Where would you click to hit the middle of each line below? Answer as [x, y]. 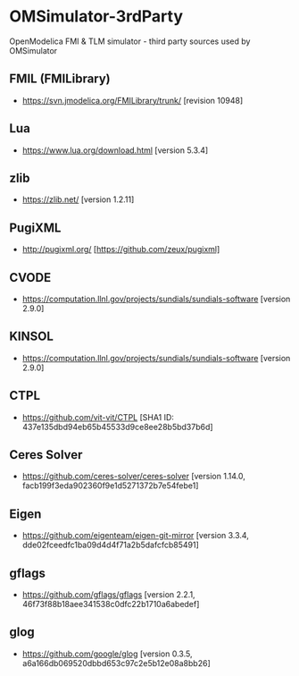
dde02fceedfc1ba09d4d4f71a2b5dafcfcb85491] [110, 545]
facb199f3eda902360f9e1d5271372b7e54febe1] [110, 486]
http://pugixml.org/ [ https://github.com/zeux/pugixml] [121, 249]
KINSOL [31, 337]
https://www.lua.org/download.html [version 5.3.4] [115, 150]
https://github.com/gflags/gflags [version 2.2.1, [108, 595]
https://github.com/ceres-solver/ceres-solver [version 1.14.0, [133, 477]
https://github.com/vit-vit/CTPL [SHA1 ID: [98, 417]
